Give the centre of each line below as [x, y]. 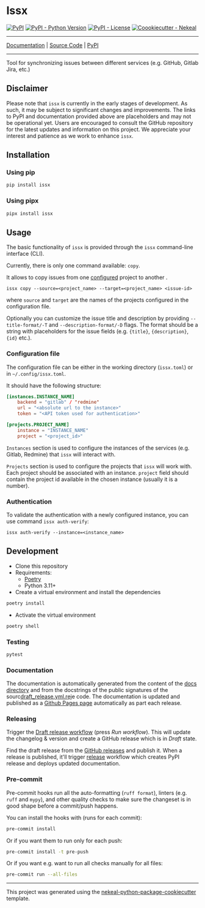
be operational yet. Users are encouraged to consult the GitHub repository [100, 122]
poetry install [26, 603]
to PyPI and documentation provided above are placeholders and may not [99, 116]
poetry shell [23, 626]
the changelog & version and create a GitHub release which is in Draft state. [102, 739]
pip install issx [28, 185]
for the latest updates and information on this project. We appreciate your [99, 129]
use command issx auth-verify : [48, 521]
